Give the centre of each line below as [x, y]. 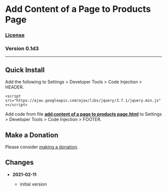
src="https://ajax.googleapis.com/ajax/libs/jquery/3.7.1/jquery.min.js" [83, 101]
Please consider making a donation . [42, 147]
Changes [19, 162]
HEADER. [15, 87]
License [15, 35]
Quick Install [25, 70]
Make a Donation [32, 135]
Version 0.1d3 [22, 49]
